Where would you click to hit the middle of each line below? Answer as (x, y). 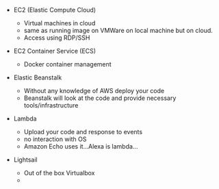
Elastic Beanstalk (38, 77)
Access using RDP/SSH (57, 38)
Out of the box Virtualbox (59, 173)
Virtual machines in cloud (60, 23)
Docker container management (67, 64)
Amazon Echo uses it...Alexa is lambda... (81, 146)
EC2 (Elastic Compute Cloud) (55, 10)
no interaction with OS (55, 139)
